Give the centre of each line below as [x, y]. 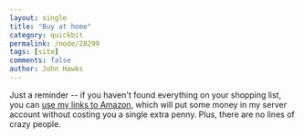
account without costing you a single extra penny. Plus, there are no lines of [152, 114]
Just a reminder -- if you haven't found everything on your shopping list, [145, 95]
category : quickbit [47, 35]
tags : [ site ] [34, 52]
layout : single [38, 18]
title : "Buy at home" [51, 27]
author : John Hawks [47, 69]
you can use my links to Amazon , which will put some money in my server [148, 104]
